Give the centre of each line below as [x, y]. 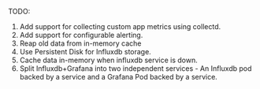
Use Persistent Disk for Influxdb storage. [85, 52]
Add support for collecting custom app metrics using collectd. [120, 26]
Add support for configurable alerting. [81, 35]
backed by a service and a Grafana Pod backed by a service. [119, 77]
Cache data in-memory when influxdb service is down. [109, 60]
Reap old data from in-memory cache [80, 43]
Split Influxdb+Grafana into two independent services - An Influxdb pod [136, 69]
